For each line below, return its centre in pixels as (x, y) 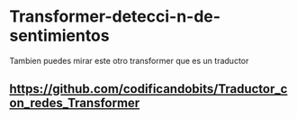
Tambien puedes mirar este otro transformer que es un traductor (129, 60)
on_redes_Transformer (75, 103)
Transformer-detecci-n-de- (115, 17)
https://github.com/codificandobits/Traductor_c (148, 89)
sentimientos (59, 36)
